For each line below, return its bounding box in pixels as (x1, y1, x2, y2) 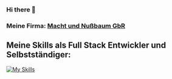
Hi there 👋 (6, 5, 36, 14)
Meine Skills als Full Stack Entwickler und (6, 40, 167, 51)
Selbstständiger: (6, 49, 71, 60)
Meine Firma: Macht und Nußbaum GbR (6, 21, 126, 30)
